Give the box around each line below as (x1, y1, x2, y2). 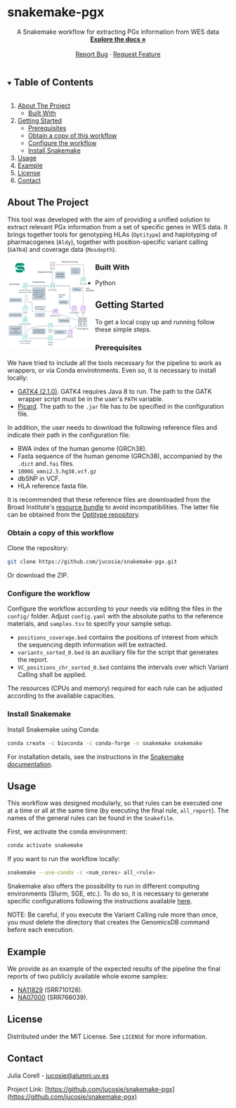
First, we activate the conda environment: (7, 827, 128, 836)
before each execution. (7, 926, 74, 934)
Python (95, 279, 116, 287)
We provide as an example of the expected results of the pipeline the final (7, 964, 221, 973)
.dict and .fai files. (17, 459, 75, 468)
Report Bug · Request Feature (75, 50, 161, 58)
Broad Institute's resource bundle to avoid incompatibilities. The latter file (7, 502, 219, 511)
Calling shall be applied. (17, 670, 87, 679)
